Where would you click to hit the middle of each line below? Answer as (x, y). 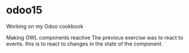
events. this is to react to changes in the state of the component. (85, 44)
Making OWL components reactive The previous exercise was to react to (95, 37)
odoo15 (24, 10)
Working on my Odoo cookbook (45, 26)
